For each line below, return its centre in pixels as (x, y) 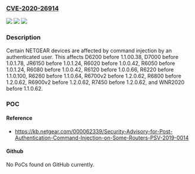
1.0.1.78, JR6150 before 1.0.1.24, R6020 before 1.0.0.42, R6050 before (91, 63)
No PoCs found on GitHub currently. (50, 164)
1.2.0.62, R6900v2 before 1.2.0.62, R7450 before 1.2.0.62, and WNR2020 (95, 82)
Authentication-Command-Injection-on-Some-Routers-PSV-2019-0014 (102, 138)
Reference (19, 118)
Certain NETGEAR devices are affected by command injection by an (89, 50)
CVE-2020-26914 (33, 8)
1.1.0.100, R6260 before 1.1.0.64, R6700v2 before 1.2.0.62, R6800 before (94, 76)
